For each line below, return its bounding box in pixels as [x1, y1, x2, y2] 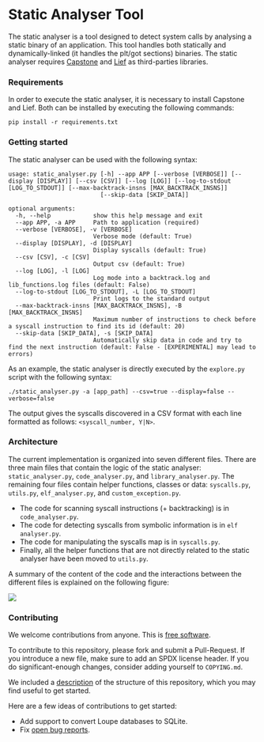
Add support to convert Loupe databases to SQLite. [19, 717, 188, 726]
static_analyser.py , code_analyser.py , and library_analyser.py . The [8, 471, 235, 480]
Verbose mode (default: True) [92, 232, 193, 240]
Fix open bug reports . [19, 725, 91, 735]
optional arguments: [8, 204, 77, 213]
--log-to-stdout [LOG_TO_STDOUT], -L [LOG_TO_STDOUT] [15, 287, 196, 296]
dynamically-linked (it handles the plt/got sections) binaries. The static [8, 48, 238, 58]
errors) [8, 350, 34, 358]
